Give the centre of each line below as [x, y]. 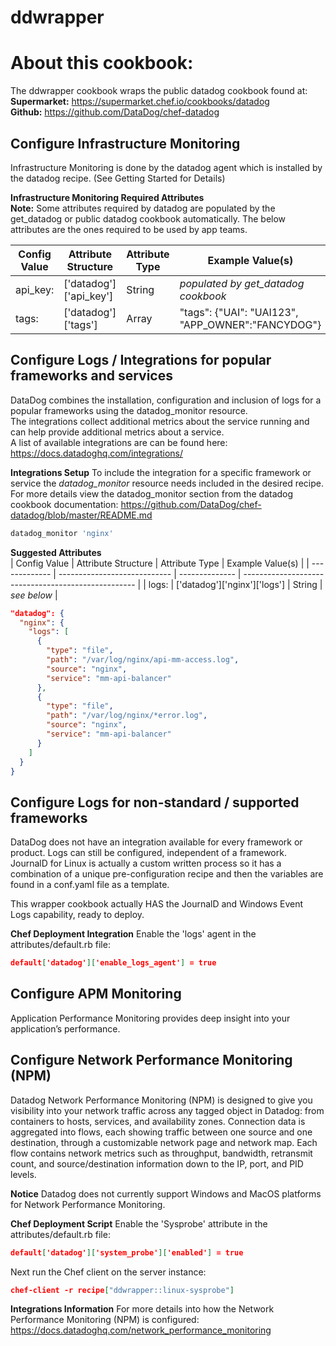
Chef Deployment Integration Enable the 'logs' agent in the [133, 934]
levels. [23, 1174]
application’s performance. [65, 1028]
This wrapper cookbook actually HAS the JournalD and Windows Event [157, 904]
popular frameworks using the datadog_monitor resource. [129, 410]
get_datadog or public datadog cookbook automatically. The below [148, 218]
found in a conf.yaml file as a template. [90, 885]
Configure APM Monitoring [96, 994]
